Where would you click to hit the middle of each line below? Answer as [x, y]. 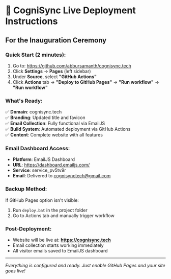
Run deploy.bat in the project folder [50, 210]
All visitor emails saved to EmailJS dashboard [60, 251]
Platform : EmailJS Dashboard [44, 159]
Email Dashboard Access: [38, 149]
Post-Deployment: [28, 228]
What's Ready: [24, 101]
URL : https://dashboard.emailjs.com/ [51, 165]
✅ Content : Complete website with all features [54, 135]
